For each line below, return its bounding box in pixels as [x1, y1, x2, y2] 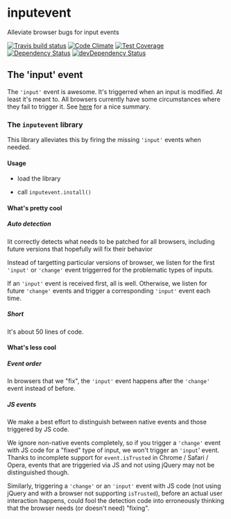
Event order [7, 359, 42, 367]
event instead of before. [7, 385, 76, 393]
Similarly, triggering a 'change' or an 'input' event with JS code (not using [7, 482, 221, 490]
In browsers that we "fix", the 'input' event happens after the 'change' [7, 377, 210, 385]
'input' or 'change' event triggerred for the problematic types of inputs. [7, 265, 214, 274]
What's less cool [7, 343, 57, 352]
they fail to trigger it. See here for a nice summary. [7, 102, 151, 111]
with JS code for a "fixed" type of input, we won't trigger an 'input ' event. [7, 446, 220, 454]
